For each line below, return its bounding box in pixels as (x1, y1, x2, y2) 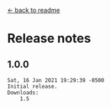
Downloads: (7, 89, 39, 96)
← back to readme (7, 6, 61, 14)
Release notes (7, 31, 91, 46)
